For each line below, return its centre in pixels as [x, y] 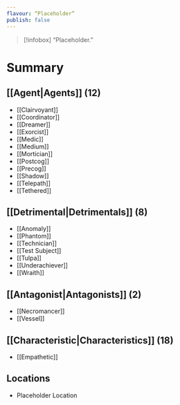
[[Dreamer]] [34, 124]
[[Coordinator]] [38, 117]
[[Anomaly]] [34, 229]
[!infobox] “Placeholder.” [58, 39]
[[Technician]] [36, 243]
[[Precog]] [31, 168]
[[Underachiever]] [42, 265]
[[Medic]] [30, 139]
